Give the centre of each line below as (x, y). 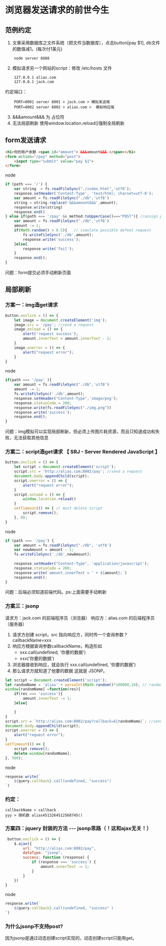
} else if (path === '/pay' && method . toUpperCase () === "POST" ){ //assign (82, 216)
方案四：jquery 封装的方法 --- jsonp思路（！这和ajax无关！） (78, 828)
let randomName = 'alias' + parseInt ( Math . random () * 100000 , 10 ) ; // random (84, 685)
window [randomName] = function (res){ (43, 689)
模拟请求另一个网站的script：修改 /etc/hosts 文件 (62, 68)
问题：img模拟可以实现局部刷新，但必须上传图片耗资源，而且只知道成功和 (80, 431)
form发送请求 (26, 140)
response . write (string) (39, 207)
